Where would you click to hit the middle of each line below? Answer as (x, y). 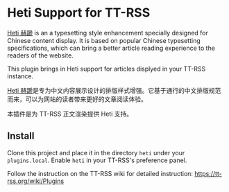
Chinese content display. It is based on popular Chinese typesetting (104, 40)
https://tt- (208, 173)
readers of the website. (41, 55)
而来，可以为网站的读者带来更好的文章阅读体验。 (77, 99)
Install (21, 136)
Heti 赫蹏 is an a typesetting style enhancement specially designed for (108, 33)
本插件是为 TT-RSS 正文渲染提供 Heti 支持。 (70, 114)
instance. (20, 76)
